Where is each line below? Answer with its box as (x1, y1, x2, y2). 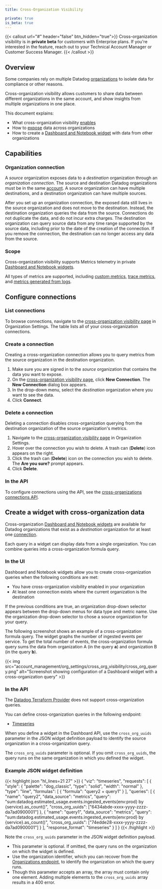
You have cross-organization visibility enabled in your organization (12, 583, 145, 590)
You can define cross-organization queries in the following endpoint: (5, 711, 142, 717)
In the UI (5, 558, 25, 565)
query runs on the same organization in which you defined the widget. (5, 755, 145, 761)
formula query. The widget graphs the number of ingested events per (5, 633, 143, 639)
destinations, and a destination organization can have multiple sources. (5, 190, 147, 196)
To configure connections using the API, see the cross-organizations (5, 489, 142, 495)
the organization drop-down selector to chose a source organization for (5, 613, 148, 619)
